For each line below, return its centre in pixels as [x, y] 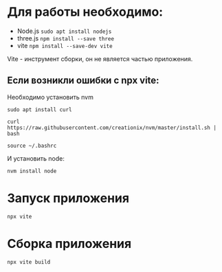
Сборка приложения [69, 243]
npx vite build [29, 262]
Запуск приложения [68, 198]
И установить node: [36, 158]
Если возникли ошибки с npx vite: [83, 81]
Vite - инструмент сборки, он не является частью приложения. [100, 58]
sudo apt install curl [40, 110]
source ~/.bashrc [32, 146]
